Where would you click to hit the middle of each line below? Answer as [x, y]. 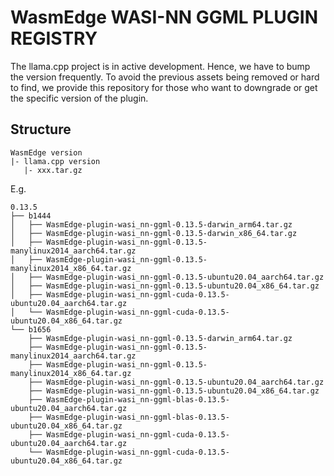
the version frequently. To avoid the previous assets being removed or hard [165, 77]
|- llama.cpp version [55, 161]
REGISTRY [54, 38]
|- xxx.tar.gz [53, 170]
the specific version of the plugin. [79, 98]
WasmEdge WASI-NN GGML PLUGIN [164, 17]
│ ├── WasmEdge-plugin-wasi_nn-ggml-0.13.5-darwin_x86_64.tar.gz [154, 233]
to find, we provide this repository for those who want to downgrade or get [164, 87]
